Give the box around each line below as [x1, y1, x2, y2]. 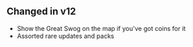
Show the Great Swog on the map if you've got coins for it [16, 24, 186, 32]
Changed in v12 [6, 6, 76, 18]
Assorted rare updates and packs [16, 32, 115, 40]
